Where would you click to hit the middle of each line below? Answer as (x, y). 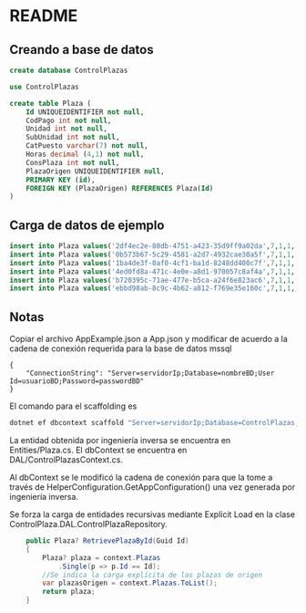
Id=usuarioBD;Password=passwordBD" (77, 381)
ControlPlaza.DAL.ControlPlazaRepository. (89, 524)
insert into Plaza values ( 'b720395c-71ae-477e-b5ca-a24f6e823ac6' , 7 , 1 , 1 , (153, 280)
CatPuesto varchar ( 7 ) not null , (87, 146)
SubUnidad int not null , (73, 138)
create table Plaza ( (51, 103)
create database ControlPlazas (69, 70)
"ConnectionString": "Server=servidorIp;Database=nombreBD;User (150, 374)
